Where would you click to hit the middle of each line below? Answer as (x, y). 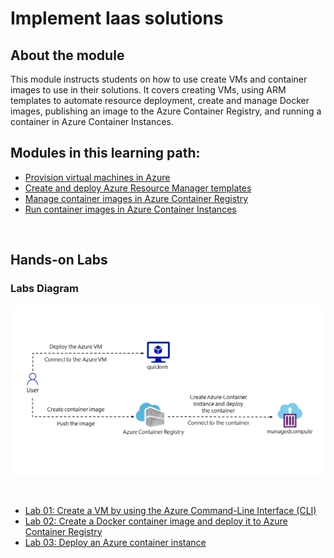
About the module (67, 55)
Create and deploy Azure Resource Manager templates (138, 188)
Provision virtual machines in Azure (97, 177)
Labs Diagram (45, 289)
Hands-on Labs (59, 260)
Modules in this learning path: (105, 153)
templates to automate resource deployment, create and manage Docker (160, 100)
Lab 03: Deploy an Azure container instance (115, 542)
